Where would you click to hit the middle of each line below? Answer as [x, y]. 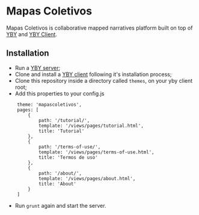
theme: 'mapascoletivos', [50, 104]
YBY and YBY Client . [32, 34]
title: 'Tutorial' [61, 131]
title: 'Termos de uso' [68, 157]
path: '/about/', [60, 173]
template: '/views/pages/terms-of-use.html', [96, 152]
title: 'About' [57, 184]
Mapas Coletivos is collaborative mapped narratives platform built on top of [99, 28]
